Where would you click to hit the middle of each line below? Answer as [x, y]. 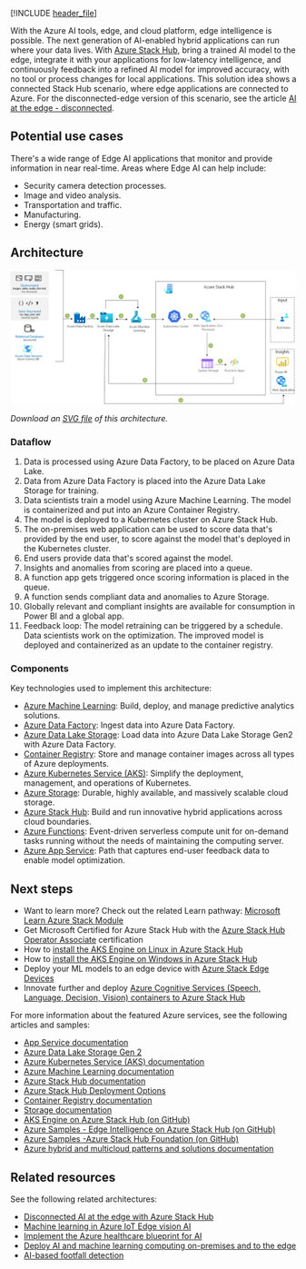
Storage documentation [68, 1110]
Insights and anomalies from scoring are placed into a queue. [138, 568]
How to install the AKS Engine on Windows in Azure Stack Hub [140, 959]
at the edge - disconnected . [62, 108]
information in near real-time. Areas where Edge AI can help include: [138, 168]
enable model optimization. [74, 860]
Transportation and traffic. [72, 204]
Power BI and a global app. [74, 616]
